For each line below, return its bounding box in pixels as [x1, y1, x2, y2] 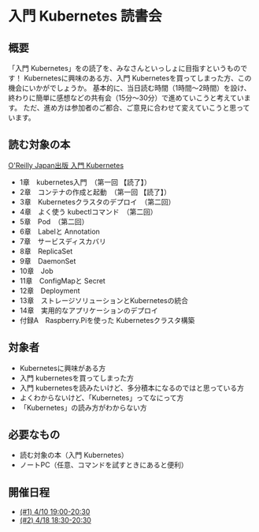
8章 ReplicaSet [19, 246, 73, 256]
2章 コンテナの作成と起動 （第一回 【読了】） [19, 187, 172, 197]
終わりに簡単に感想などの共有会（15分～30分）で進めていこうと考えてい [8, 93, 244, 103]
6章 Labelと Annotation [19, 227, 101, 236]
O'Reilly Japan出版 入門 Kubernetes [8, 160, 124, 170]
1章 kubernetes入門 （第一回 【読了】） [19, 177, 152, 186]
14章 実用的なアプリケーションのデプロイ [19, 305, 159, 315]
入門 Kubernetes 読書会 [8, 7, 163, 25]
